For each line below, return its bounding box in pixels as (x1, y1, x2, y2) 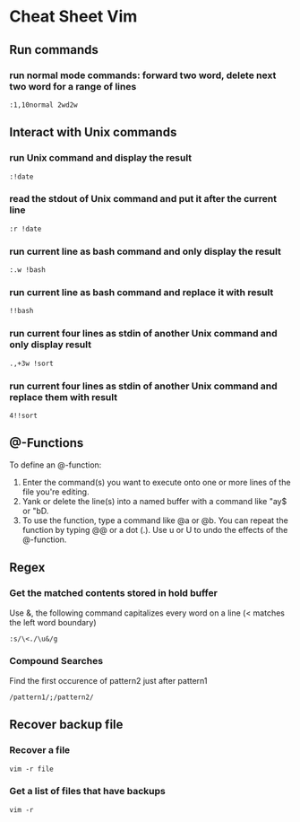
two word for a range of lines (9, 80, 137, 92)
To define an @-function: (9, 459, 102, 470)
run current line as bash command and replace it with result (9, 286, 274, 299)
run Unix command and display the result (9, 152, 193, 164)
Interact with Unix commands (9, 125, 177, 140)
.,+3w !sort (9, 359, 54, 368)
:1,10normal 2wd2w (9, 101, 78, 109)
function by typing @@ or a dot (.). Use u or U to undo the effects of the (21, 524, 288, 535)
